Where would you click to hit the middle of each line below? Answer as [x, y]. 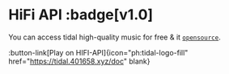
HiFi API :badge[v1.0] [81, 15]
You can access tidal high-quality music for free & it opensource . [114, 37]
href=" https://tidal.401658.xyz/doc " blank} [80, 61]
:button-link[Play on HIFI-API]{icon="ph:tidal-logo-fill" [98, 52]
